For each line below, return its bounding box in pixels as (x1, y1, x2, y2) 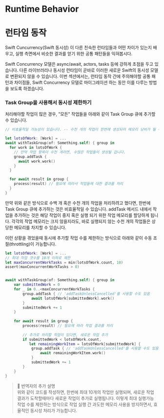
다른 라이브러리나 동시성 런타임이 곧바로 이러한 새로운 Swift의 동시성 (19, 67, 149, 73)
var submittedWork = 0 (14, 282, 60, 287)
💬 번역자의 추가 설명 (17, 383, 55, 389)
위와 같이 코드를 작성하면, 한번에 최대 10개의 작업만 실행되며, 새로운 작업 (17, 389, 155, 395)
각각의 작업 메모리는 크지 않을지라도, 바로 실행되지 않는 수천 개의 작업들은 (11, 218, 151, 224)
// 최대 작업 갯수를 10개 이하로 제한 (5, 255, 71, 261)
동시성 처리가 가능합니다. (30, 407, 77, 413)
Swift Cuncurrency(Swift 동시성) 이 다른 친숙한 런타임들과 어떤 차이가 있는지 (5, 45, 152, 51)
